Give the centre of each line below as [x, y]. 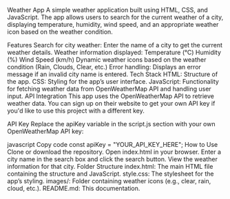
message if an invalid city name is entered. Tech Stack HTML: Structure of [113, 74]
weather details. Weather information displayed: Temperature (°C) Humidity [114, 52]
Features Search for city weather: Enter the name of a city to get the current [115, 45]
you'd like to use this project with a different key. [76, 110]
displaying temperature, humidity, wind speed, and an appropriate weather [113, 24]
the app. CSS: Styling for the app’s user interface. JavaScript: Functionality [113, 81]
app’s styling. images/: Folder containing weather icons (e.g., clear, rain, [109, 181]
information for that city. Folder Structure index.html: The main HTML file [110, 166]
